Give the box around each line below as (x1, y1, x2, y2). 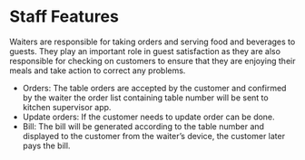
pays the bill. (22, 140, 71, 151)
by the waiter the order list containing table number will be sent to (22, 92, 270, 103)
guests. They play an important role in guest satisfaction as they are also (9, 45, 281, 56)
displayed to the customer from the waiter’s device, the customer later (22, 130, 286, 141)
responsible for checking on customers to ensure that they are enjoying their (9, 55, 296, 66)
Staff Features (9, 6, 120, 27)
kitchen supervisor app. (22, 101, 112, 112)
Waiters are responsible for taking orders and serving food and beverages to (9, 36, 296, 47)
